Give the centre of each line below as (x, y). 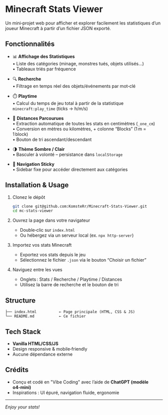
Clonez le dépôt (29, 197)
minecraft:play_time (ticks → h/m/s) (50, 108)
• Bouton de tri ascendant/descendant (52, 139)
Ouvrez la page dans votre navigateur (51, 220)
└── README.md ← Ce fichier (45, 316)
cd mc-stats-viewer (33, 211)
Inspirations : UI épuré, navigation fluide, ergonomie (66, 393)
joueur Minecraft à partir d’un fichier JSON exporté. (58, 28)
